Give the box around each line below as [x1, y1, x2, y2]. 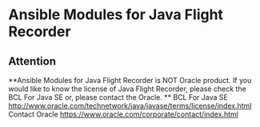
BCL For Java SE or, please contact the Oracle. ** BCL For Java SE [8, 93, 228, 101]
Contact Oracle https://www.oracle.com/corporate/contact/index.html [8, 109, 238, 119]
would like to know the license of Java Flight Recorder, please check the [8, 84, 246, 93]
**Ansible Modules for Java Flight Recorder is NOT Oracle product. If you [8, 76, 252, 85]
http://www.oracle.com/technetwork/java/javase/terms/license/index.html [8, 101, 252, 110]
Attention [8, 54, 56, 68]
